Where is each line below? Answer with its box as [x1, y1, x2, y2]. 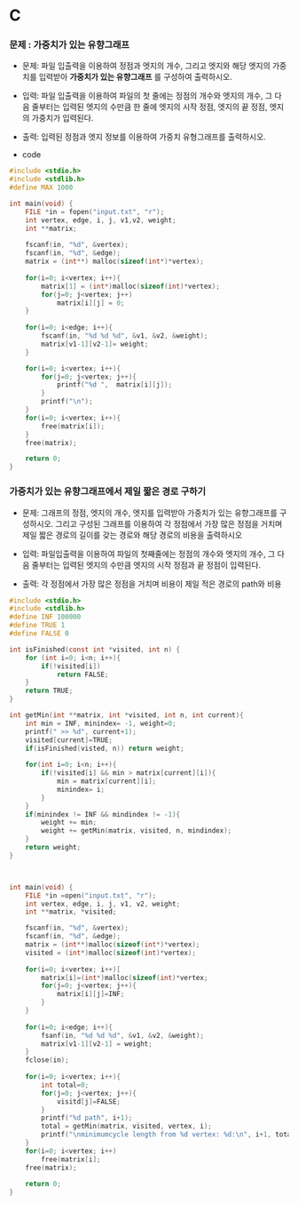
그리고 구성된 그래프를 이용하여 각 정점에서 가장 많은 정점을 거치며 [55, 518, 283, 529]
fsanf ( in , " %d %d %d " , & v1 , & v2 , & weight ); [41, 1031, 205, 1040]
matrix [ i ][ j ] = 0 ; [56, 299, 125, 307]
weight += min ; [41, 818, 98, 827]
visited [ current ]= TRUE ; [25, 735, 114, 745]
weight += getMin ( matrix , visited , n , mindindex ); [41, 826, 232, 835]
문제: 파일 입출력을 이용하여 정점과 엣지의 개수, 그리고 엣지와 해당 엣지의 [21, 60, 271, 71]
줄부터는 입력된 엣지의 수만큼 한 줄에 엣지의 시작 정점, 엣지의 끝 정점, [31, 101, 268, 112]
